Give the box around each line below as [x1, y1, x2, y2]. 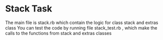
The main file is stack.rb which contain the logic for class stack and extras [5, 19, 158, 25]
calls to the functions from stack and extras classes [5, 30, 112, 36]
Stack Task [5, 3, 53, 14]
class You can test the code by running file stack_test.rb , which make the [5, 24, 157, 30]
